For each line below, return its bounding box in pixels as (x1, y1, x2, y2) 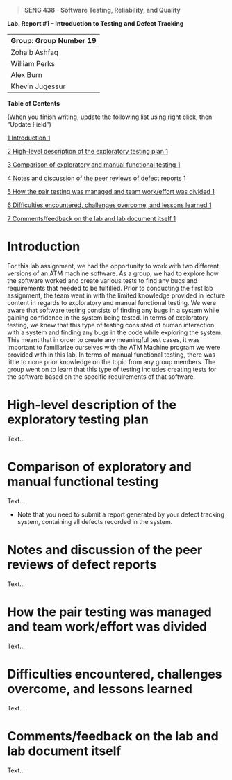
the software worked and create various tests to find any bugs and (7, 276, 198, 284)
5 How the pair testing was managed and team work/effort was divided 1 (7, 188, 215, 195)
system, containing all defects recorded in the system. (17, 517, 173, 526)
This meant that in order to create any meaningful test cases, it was (7, 335, 200, 343)
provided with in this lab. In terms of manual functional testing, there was (7, 350, 216, 359)
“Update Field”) (7, 120, 52, 128)
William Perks (10, 59, 56, 68)
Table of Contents (7, 99, 60, 107)
